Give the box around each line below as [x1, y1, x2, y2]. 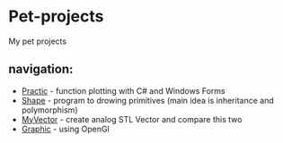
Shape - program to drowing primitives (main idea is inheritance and [21, 95, 275, 105]
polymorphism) [21, 105, 78, 115]
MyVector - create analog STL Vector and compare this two [21, 114, 243, 124]
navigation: [8, 62, 74, 77]
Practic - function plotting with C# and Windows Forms [21, 85, 226, 96]
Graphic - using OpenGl [21, 123, 110, 134]
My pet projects [8, 36, 67, 46]
